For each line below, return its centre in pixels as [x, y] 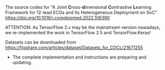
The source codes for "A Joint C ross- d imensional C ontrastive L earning [78, 7]
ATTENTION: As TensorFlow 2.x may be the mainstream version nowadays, [83, 27]
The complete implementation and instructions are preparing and [79, 57]
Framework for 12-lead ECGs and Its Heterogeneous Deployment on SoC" [81, 12]
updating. [22, 62]
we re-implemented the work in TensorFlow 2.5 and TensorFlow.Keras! [78, 33]
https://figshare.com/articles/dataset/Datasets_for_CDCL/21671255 [74, 47]
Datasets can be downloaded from [41, 42]
